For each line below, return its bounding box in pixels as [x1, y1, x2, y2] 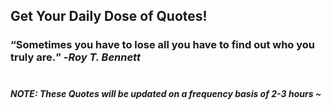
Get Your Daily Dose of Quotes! [10, 8, 208, 25]
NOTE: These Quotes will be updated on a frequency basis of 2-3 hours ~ [10, 87, 322, 99]
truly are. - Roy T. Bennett [10, 50, 141, 64]
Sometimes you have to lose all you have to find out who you [15, 38, 316, 52]
